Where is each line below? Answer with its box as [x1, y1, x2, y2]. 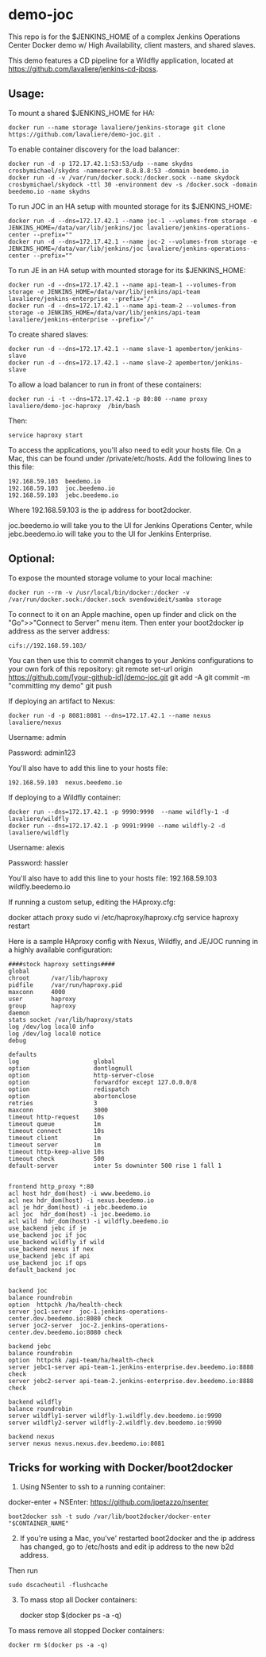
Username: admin [8, 732, 67, 742]
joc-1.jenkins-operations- [79, 1308, 169, 1316]
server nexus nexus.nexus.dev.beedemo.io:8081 [8, 1439, 165, 1447]
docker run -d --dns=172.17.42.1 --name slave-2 [8, 359, 172, 367]
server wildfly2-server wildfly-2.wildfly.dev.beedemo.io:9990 [8, 1419, 222, 1427]
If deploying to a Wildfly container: [8, 792, 121, 802]
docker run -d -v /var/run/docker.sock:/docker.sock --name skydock [8, 173, 240, 182]
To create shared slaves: [8, 329, 89, 339]
